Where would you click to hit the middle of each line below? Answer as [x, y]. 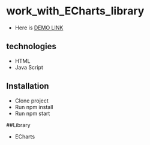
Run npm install [34, 107]
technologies [31, 46]
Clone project [32, 101]
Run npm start [32, 113]
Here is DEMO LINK [39, 28]
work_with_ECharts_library [75, 11]
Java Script [29, 67]
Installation [28, 86]
